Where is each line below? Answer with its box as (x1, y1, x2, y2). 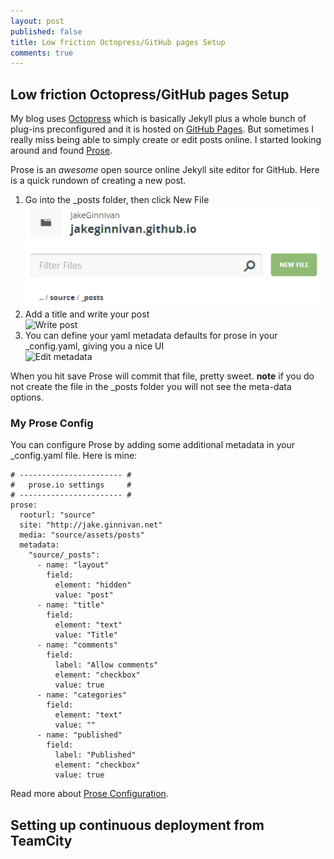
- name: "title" (36, 600, 105, 610)
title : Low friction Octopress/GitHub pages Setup (10, 37, 226, 47)
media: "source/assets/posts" (19, 530, 145, 540)
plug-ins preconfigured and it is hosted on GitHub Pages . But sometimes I (10, 123, 315, 135)
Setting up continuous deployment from (10, 816, 265, 834)
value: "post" (54, 590, 114, 600)
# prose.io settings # (10, 480, 132, 490)
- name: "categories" (36, 690, 128, 700)
